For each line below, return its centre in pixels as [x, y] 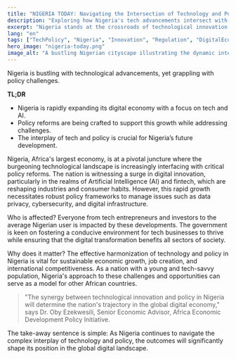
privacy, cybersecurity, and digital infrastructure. [78, 203]
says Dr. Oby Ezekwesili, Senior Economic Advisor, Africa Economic [123, 312]
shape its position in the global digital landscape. [78, 348]
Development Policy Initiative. [67, 319]
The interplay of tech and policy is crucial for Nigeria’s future [105, 137]
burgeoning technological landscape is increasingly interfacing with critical [116, 166]
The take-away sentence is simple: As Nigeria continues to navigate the [111, 333]
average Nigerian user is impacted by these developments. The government [117, 225]
